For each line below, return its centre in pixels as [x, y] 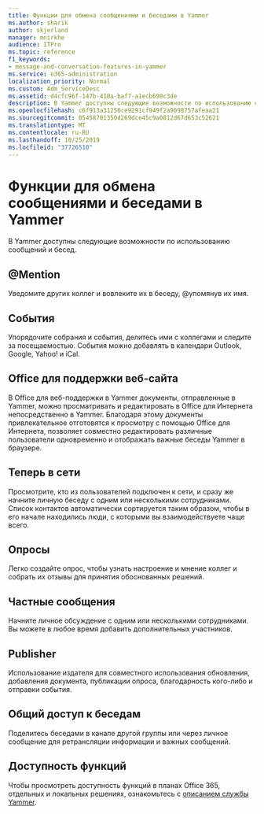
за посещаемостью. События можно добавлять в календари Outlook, [125, 345]
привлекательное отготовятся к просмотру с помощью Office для [119, 423]
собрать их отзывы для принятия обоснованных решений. [106, 577]
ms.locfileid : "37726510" [50, 147]
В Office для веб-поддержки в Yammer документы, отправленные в [122, 398]
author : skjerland [38, 30]
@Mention [34, 274]
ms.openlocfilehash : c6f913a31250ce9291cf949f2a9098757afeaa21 [114, 111]
